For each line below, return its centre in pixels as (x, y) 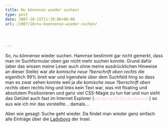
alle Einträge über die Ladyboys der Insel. (48, 119)
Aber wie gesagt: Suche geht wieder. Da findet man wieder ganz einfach (80, 114)
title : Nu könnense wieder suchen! (42, 10)
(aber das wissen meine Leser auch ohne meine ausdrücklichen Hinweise (81, 66)
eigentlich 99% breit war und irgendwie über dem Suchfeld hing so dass (80, 77)
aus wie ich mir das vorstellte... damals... (47, 104)
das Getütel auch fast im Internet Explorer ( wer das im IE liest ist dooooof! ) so (81, 98)
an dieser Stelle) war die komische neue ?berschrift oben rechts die (75, 72)
